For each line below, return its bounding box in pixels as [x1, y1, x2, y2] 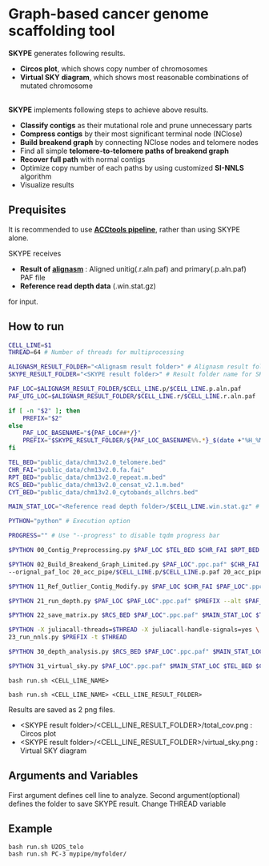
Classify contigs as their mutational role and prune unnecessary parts [19, 120, 252, 130]
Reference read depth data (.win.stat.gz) [19, 281, 156, 291]
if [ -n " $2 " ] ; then [8, 406, 81, 415]
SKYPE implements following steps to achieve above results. [8, 105, 209, 115]
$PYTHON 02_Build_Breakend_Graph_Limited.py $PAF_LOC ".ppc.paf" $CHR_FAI [8, 560, 260, 569]
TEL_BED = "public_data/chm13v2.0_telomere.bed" [8, 458, 167, 467]
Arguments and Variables [8, 769, 139, 783]
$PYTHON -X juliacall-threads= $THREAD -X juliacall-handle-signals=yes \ [8, 626, 260, 634]
